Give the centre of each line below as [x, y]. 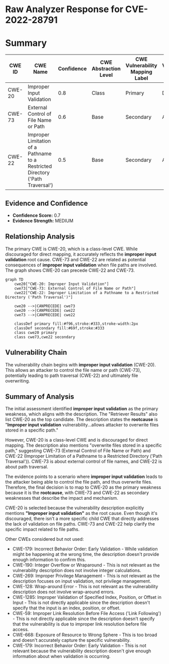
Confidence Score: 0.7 [36, 215]
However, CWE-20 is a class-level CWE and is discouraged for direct [77, 440]
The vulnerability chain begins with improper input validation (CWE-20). [80, 364]
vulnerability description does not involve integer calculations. [77, 571]
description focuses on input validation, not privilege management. [82, 581]
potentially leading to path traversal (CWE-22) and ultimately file [72, 375]
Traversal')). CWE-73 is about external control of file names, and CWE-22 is [84, 461]
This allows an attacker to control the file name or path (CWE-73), [73, 370]
